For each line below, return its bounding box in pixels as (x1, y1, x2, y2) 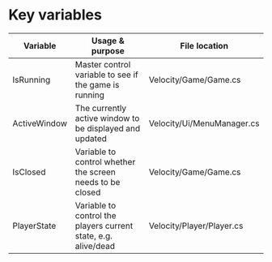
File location (180, 40, 229, 51)
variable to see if (74, 69, 139, 80)
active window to (74, 112, 140, 123)
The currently (74, 102, 127, 114)
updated (74, 132, 108, 144)
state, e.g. (74, 230, 113, 241)
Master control (74, 58, 131, 70)
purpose (91, 45, 125, 56)
